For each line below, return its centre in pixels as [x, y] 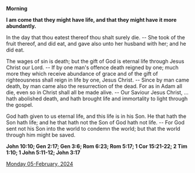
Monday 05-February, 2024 [40, 164]
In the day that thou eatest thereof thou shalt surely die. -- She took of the [95, 37]
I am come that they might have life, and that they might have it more [92, 20]
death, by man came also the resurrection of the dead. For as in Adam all [94, 86]
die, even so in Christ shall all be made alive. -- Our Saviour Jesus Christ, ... [97, 92]
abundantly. [21, 26]
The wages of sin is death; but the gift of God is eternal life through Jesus [95, 61]
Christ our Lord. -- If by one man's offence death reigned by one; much [93, 67]
